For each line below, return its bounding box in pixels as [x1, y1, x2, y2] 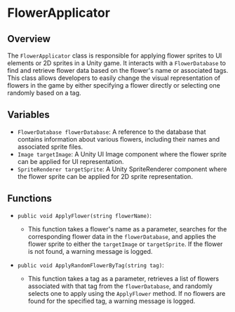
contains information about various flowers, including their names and [17, 135, 220, 143]
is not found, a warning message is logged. [27, 247, 153, 255]
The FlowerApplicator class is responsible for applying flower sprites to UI [7, 51, 222, 60]
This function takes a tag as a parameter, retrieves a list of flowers [27, 274, 220, 283]
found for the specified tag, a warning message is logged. [27, 297, 196, 305]
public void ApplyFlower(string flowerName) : [17, 211, 152, 219]
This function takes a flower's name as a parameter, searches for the [27, 224, 227, 233]
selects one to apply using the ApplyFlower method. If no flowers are [27, 289, 226, 297]
